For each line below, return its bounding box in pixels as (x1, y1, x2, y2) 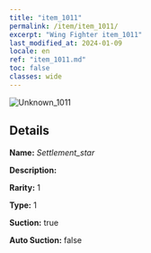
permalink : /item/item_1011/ (9, 22, 119, 31)
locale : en (9, 47, 50, 56)
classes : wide (9, 72, 63, 81)
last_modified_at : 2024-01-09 (9, 38, 123, 48)
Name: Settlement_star (9, 146, 95, 158)
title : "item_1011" (9, 13, 83, 23)
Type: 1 (9, 200, 38, 211)
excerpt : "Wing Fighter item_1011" (9, 30, 143, 39)
